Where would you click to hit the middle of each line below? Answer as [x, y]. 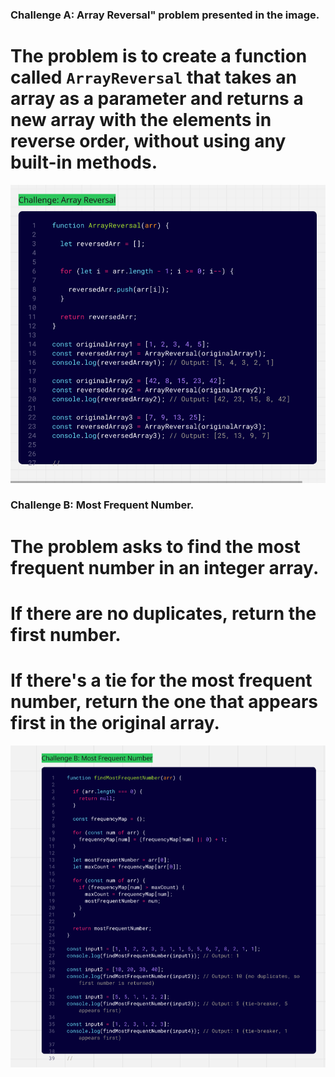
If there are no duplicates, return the [163, 613]
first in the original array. [115, 722]
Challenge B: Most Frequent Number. [102, 505]
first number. [66, 634]
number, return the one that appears [164, 701]
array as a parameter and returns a [157, 99]
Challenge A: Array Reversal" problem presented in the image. [165, 15]
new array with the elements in [141, 120]
